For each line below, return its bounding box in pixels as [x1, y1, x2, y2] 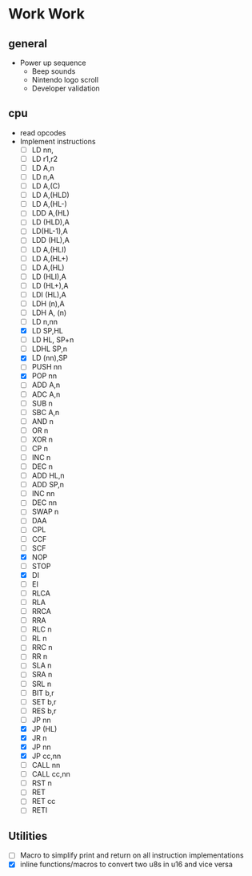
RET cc [31, 797, 56, 806]
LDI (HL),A [31, 289, 66, 299]
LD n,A [31, 172, 54, 181]
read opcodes [19, 127, 66, 137]
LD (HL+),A [31, 281, 69, 290]
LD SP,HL [31, 326, 64, 336]
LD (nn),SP [31, 353, 68, 363]
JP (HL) [31, 724, 58, 733]
